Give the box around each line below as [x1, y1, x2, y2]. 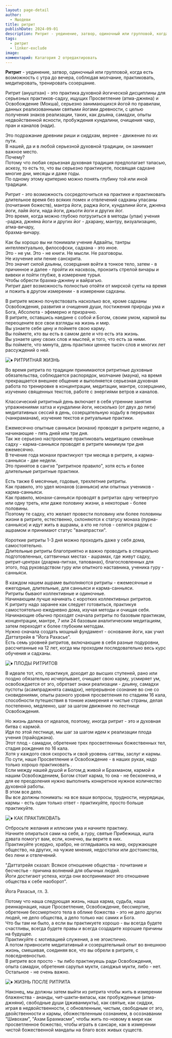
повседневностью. [5, 953, 47, 959]
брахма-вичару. [5, 229, 41, 235]
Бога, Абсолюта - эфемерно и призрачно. [5, 309, 97, 315]
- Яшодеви [10, 17, 31, 22]
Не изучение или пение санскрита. [5, 255, 82, 262]
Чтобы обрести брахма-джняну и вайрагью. [5, 277, 103, 284]
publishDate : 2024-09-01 [5, 27, 58, 32]
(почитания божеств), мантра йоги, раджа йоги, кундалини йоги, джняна [5, 202, 166, 208]
